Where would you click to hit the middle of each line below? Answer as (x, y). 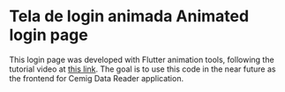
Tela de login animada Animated (129, 16)
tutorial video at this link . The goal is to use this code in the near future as (142, 69)
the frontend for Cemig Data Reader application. (96, 78)
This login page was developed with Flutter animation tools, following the (142, 59)
